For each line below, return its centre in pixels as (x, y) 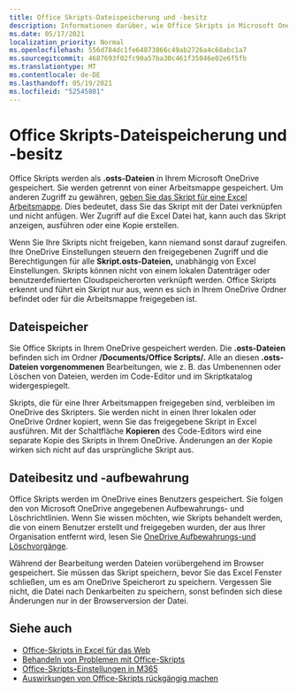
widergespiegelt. (40, 386)
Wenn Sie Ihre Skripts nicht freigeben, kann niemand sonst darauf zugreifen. (148, 242)
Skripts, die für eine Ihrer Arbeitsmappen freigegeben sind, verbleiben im (142, 403)
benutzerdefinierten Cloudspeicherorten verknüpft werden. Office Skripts (143, 281)
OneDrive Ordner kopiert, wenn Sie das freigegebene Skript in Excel (133, 422)
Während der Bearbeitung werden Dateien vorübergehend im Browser (137, 564)
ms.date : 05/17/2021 (47, 34)
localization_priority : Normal (67, 42)
